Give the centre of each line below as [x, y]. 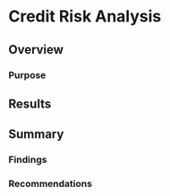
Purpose [27, 75]
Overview [36, 50]
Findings [28, 160]
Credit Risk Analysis [85, 17]
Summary [36, 135]
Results [30, 103]
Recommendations [51, 183]
